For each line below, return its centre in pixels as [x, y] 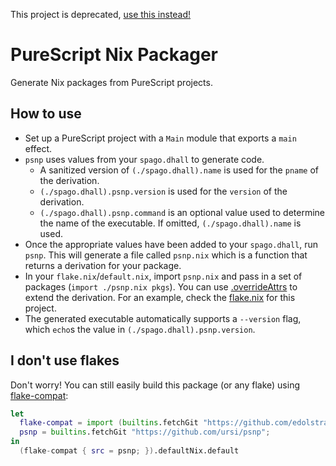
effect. [38, 148]
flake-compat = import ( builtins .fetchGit [109, 423]
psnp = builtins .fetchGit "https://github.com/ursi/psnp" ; [145, 432]
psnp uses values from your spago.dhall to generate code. [144, 159]
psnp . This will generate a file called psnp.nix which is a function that [166, 255]
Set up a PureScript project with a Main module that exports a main [160, 138]
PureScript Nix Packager [114, 55]
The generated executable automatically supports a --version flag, [163, 318]
